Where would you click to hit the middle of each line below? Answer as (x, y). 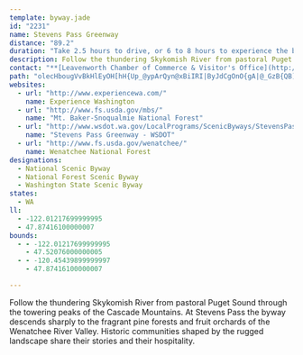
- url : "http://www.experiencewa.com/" (92, 93)
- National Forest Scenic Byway (78, 177)
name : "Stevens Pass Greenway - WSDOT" (101, 135)
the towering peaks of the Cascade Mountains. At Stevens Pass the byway (148, 312)
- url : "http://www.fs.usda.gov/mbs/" (91, 110)
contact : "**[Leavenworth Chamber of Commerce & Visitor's (123, 68)
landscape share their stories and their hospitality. (102, 341)
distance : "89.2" (42, 43)
